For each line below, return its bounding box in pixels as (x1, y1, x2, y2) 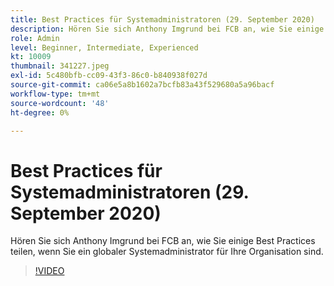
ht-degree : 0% (10, 107, 70, 118)
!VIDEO (34, 265, 65, 277)
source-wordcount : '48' (10, 98, 110, 108)
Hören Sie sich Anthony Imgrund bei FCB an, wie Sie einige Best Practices (10, 235, 316, 247)
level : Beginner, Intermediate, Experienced (10, 42, 199, 53)
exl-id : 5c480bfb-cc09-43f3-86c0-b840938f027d (10, 71, 208, 81)
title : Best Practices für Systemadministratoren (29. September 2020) (10, 14, 315, 25)
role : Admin (10, 33, 60, 43)
